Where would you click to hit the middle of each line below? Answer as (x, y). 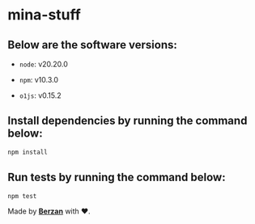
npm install (28, 152)
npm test (22, 196)
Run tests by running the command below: (117, 178)
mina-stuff (45, 15)
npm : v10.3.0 (38, 80)
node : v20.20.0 (43, 64)
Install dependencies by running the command (127, 121)
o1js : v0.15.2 (40, 95)
